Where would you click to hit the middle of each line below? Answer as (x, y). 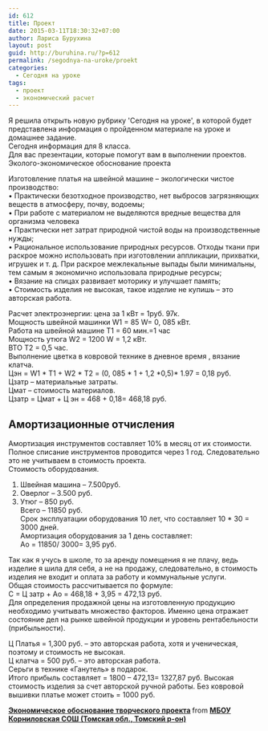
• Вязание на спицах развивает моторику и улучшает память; (115, 281)
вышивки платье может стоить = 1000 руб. (82, 695)
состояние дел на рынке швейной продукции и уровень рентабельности (133, 619)
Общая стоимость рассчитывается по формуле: (91, 586)
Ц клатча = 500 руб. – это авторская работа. (84, 661)
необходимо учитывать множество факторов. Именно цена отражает (128, 611)
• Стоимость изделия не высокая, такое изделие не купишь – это (121, 290)
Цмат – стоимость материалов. (62, 391)
